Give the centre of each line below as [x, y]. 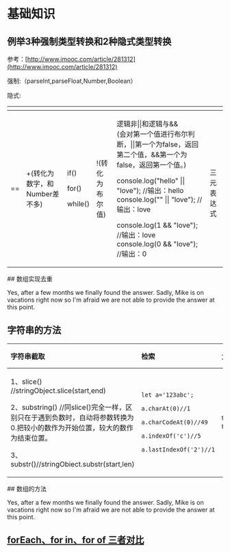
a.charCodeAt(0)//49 [175, 422]
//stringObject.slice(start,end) [58, 391]
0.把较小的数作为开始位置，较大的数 [68, 428]
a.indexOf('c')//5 [171, 436]
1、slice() [26, 382]
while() [79, 204]
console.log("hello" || [151, 181]
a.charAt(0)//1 [166, 408]
